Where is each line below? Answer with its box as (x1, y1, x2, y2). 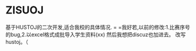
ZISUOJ (5, 4, 44, 17)
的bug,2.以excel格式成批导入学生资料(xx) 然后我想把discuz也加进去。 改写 (5, 30, 186, 38)
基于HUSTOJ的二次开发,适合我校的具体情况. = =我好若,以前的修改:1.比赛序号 (5, 23, 191, 30)
